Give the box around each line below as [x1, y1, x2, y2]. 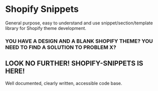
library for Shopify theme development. [5, 25, 87, 31]
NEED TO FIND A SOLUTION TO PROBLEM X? [5, 44, 116, 51]
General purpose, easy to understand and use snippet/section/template [5, 20, 153, 26]
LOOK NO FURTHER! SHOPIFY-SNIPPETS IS [5, 59, 143, 68]
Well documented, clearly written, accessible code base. [5, 80, 122, 86]
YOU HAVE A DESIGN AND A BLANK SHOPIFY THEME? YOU [5, 37, 153, 44]
